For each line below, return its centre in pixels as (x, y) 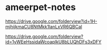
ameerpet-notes (41, 7)
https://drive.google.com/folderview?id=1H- (51, 21)
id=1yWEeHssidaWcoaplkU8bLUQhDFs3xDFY (53, 41)
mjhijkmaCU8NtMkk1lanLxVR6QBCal (44, 26)
